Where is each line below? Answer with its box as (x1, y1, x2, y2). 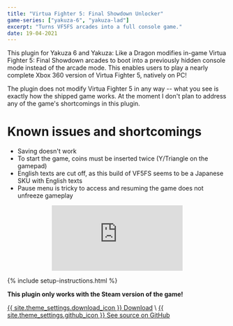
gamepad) (17, 162, 47, 170)
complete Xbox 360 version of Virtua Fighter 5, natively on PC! (7, 71, 187, 80)
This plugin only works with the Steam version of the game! (7, 290, 183, 299)
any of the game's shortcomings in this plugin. (7, 99, 141, 108)
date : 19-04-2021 (7, 29, 58, 37)
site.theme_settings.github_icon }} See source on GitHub (7, 311, 170, 320)
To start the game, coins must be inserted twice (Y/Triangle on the (17, 154, 209, 163)
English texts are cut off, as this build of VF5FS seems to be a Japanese (17, 169, 224, 178)
